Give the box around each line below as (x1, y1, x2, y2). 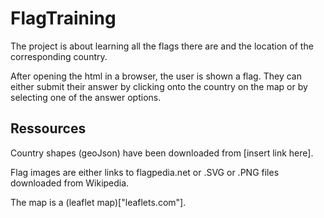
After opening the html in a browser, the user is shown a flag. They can (10, 70, 302, 82)
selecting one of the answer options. (10, 91, 162, 103)
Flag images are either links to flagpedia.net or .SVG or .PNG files (10, 166, 280, 178)
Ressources (10, 120, 87, 137)
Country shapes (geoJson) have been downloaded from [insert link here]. (10, 147, 314, 159)
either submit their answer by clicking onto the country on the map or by (10, 80, 308, 92)
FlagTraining (10, 7, 117, 30)
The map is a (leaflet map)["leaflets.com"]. (10, 196, 187, 208)
